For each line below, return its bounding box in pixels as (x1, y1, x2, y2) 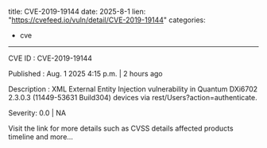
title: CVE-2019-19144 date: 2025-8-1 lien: (8, 7, 146, 16)
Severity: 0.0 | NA (8, 108, 66, 118)
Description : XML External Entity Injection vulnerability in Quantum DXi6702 (8, 84, 258, 94)
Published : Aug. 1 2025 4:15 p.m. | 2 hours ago (8, 69, 163, 78)
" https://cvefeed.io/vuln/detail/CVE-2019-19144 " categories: (8, 15, 207, 25)
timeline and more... (8, 132, 74, 142)
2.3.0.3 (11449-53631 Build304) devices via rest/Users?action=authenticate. (8, 93, 257, 102)
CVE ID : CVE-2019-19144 (8, 53, 93, 63)
